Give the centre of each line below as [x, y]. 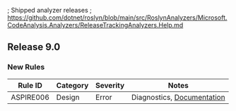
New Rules [26, 67]
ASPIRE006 [30, 97]
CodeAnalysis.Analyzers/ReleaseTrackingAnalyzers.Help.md [95, 25]
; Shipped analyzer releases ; [49, 10]
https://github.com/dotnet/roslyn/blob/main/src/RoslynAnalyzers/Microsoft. [117, 18]
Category [72, 85]
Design [68, 97]
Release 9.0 [34, 47]
